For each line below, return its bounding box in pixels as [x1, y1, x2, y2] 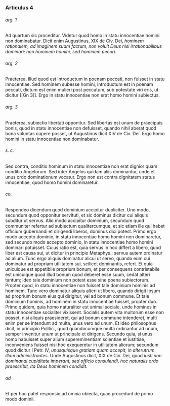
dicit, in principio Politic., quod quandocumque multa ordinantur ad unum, [5, 325, 158, 331]
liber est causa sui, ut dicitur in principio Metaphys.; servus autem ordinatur [5, 249, 163, 256]
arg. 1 [5, 17, 17, 23]
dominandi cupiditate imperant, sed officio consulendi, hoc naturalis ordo [5, 358, 159, 364]
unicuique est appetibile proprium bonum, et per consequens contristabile [5, 266, 160, 272]
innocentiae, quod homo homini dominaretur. [5, 179, 99, 185]
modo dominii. [5, 396, 35, 402]
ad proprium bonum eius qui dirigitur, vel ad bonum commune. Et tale [5, 293, 150, 299]
